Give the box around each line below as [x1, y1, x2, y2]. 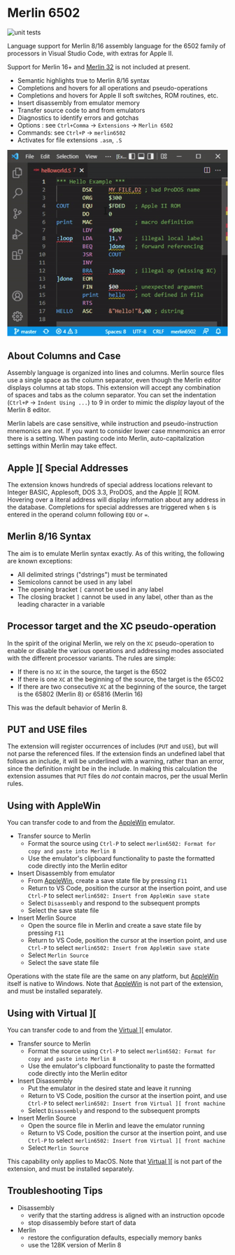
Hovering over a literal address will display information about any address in [7, 495, 226, 504]
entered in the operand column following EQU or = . [7, 510, 150, 519]
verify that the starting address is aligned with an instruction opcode [27, 1211, 225, 1219]
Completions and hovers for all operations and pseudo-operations [17, 83, 208, 92]
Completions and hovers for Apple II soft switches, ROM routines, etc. [17, 91, 219, 100]
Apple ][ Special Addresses [7, 462, 129, 474]
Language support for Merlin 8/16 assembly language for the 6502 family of [7, 41, 226, 50]
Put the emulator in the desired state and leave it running [27, 1084, 192, 1092]
